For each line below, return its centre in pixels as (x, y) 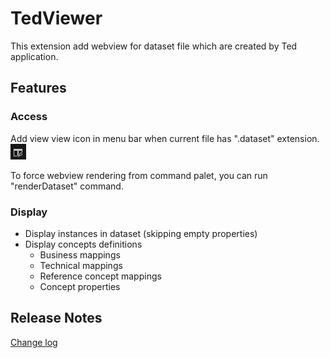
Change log (34, 342)
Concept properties (80, 286)
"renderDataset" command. (67, 186)
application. (34, 56)
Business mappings (80, 254)
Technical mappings (81, 265)
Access (29, 117)
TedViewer (56, 18)
